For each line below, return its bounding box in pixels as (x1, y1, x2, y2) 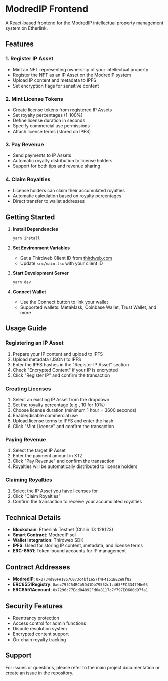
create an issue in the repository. (5, 670, 74, 676)
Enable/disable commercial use (12, 413, 78, 419)
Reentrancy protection (12, 615, 59, 621)
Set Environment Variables (12, 245, 70, 251)
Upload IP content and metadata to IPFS (12, 77, 96, 83)
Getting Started (5, 212, 55, 221)
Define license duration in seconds (12, 117, 86, 123)
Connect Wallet (12, 289, 47, 295)
